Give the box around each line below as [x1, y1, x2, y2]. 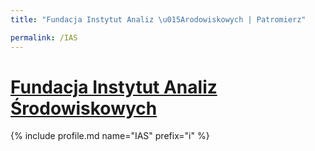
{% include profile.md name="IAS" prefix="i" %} [10, 130, 210, 142]
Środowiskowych [10, 97, 158, 120]
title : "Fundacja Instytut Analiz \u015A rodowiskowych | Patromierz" [10, 14, 307, 25]
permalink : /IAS [10, 32, 78, 43]
